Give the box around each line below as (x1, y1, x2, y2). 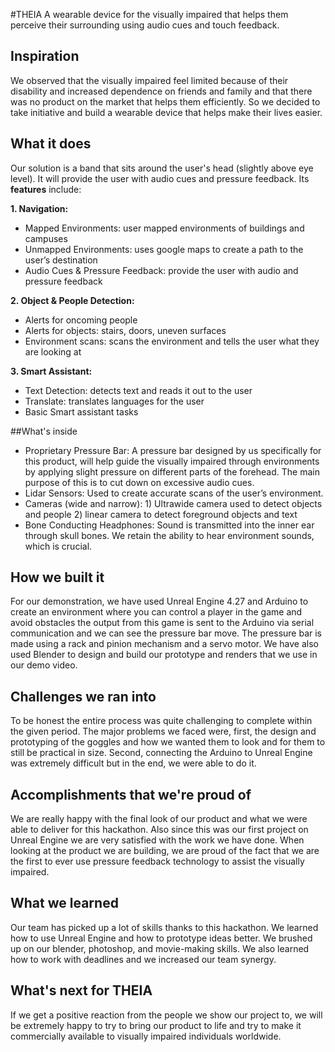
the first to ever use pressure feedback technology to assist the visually (10, 855, 305, 868)
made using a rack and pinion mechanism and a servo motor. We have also (10, 638, 320, 650)
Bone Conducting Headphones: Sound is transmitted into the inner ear (24, 519, 315, 531)
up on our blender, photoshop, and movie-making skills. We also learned (10, 942, 310, 954)
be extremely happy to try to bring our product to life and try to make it (10, 1019, 302, 1031)
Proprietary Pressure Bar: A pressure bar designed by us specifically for (24, 444, 322, 456)
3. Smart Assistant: (10, 365, 93, 377)
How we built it (10, 569, 105, 586)
